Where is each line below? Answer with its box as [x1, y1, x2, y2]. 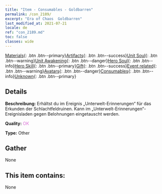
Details [5, 88, 27, 96]
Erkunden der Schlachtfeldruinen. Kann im [5, 106, 91, 112]
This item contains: [5, 171, 65, 179]
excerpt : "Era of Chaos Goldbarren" [5, 16, 82, 21]
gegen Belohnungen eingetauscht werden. [33, 111, 120, 117]
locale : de [5, 25, 27, 30]
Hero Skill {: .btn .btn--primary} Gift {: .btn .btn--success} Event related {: [14, 63, 157, 69]
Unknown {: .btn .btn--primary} [14, 73, 77, 79]
